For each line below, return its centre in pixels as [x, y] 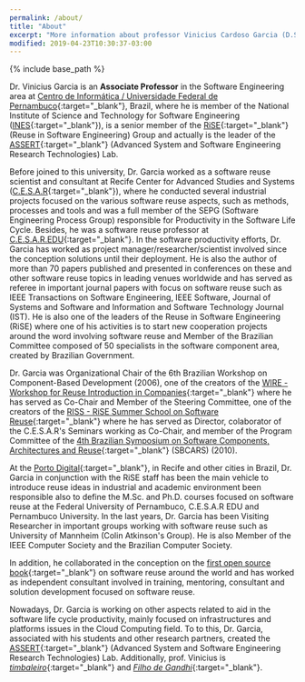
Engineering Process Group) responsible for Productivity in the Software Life [152, 220]
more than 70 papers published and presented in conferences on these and [151, 268]
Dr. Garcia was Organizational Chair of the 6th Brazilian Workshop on [138, 373]
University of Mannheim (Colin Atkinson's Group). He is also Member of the [151, 536]
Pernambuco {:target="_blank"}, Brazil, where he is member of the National [149, 106]
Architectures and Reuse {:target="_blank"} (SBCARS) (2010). [123, 450]
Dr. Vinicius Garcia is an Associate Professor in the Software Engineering [147, 86]
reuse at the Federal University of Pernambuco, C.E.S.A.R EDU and [134, 506]
